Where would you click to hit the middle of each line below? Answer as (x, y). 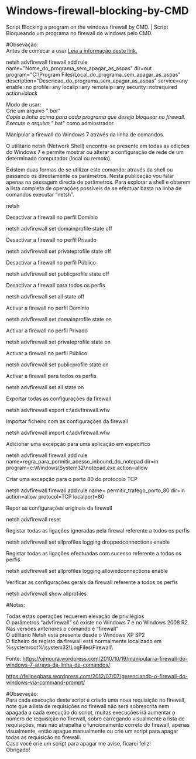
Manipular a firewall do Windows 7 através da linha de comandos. (85, 134)
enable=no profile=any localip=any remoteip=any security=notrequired (92, 87)
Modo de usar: (24, 104)
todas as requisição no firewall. (44, 737)
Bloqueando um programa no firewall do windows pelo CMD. (79, 33)
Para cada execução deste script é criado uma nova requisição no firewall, (96, 700)
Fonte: (14, 658)
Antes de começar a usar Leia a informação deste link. (72, 50)
